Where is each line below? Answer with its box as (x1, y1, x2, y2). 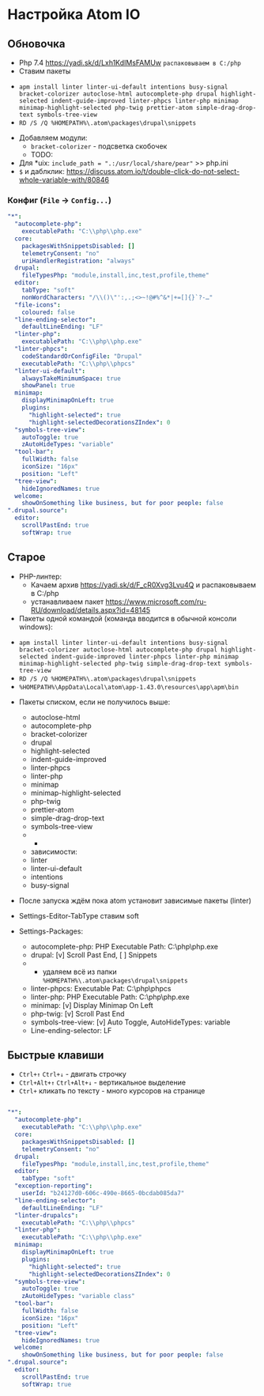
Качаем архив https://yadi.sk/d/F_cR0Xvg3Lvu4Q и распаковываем (30, 579, 256, 590)
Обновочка (7, 37, 66, 51)
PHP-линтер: (18, 572, 62, 581)
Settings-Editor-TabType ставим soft (18, 911, 139, 920)
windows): (18, 622, 53, 632)
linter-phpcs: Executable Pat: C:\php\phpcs (30, 983, 172, 993)
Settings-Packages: (18, 926, 84, 936)
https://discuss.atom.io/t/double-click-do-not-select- (66, 167, 240, 175)
